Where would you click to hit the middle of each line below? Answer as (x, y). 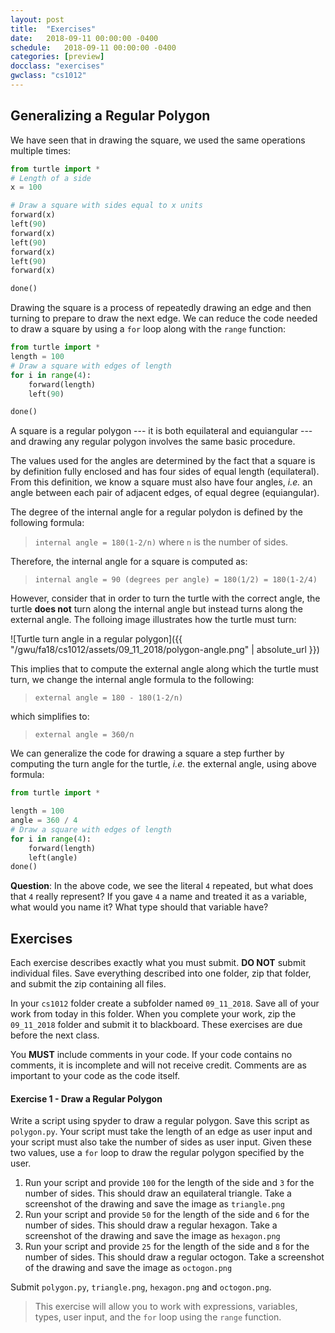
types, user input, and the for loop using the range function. (158, 1317)
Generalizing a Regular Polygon (110, 116)
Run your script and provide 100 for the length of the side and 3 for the (169, 1183)
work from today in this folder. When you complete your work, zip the (153, 1014)
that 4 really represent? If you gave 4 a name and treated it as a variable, (159, 897)
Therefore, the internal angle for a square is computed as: (129, 562)
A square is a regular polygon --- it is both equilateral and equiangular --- (161, 431)
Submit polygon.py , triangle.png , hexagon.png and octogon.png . (141, 1287)
